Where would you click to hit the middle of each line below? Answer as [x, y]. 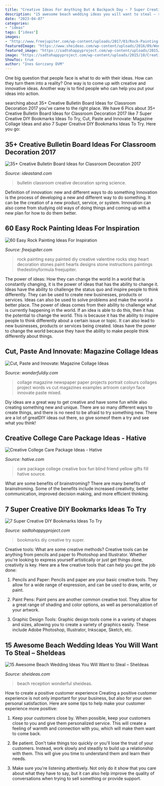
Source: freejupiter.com [29, 249]
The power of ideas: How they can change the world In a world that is [75, 279]
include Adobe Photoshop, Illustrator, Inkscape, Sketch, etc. [72, 630]
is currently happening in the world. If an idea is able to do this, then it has [79, 310]
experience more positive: [31, 709]
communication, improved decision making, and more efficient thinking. [77, 494]
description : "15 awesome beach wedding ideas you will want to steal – [81, 14]
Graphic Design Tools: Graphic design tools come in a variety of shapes [84, 619]
